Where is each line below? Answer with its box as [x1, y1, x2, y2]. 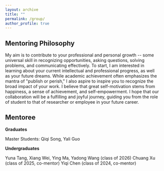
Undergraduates [5, 145, 39, 151]
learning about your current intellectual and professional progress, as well [5, 68, 155, 74]
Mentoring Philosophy [5, 39, 75, 47]
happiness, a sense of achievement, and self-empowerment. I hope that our [5, 89, 159, 95]
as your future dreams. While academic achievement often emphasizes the [5, 73, 157, 79]
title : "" [5, 12, 26, 17]
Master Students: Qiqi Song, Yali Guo [5, 136, 80, 142]
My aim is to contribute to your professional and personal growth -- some [5, 52, 154, 58]
